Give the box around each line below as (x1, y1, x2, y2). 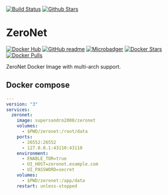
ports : (16, 134, 33, 140)
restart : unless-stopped (16, 183, 78, 189)
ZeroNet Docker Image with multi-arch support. (6, 63, 122, 70)
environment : (16, 150, 49, 156)
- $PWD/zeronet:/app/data (21, 177, 85, 183)
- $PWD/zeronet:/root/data (21, 129, 88, 135)
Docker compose (6, 80, 70, 90)
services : (6, 106, 31, 113)
